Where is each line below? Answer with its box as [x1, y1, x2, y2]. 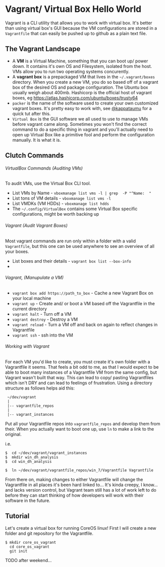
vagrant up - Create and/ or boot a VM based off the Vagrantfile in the [12, 300, 155, 306]
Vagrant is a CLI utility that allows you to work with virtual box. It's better [5, 20, 152, 26]
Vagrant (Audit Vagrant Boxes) [5, 222, 68, 228]
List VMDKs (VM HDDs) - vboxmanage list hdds [12, 201, 110, 207]
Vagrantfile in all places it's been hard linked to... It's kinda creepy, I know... [5, 482, 158, 488]
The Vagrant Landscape [5, 45, 81, 53]
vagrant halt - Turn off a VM [12, 311, 72, 317]
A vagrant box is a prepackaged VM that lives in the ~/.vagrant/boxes [12, 73, 155, 80]
